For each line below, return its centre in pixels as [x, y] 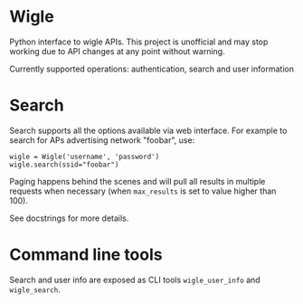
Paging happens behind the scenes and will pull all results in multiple [137, 181]
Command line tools [86, 255]
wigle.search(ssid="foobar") [64, 165]
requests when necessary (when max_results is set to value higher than [143, 191]
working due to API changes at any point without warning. [117, 51]
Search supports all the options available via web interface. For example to [148, 130]
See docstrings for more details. [69, 218]
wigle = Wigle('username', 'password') [85, 157]
